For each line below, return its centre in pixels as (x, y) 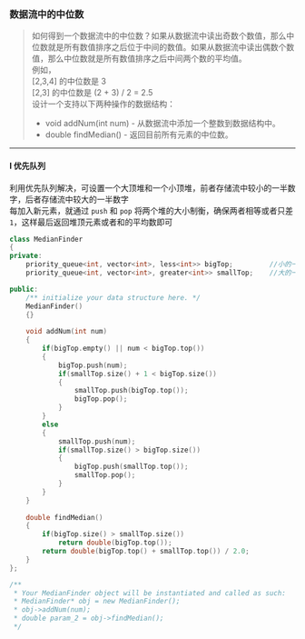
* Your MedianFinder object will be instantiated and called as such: (149, 593)
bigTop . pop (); (101, 399)
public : (24, 289)
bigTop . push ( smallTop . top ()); (131, 467)
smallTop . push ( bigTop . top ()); (131, 391)
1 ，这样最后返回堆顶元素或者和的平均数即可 (91, 222)
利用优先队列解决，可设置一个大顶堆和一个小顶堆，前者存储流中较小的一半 (148, 187)
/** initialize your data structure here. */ (113, 297)
